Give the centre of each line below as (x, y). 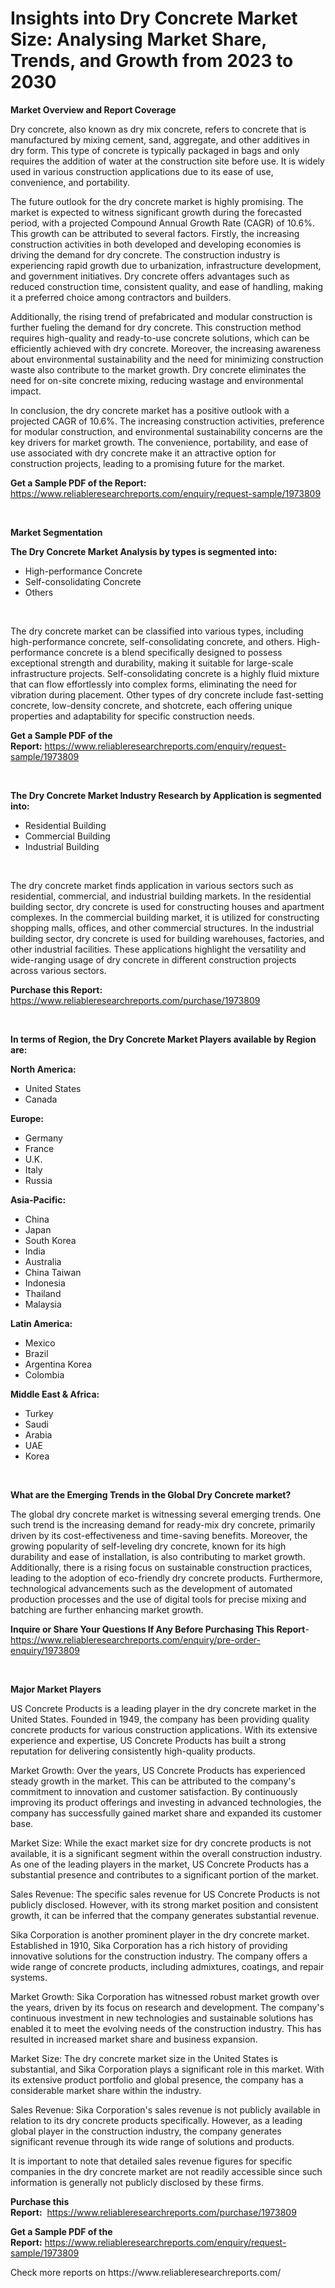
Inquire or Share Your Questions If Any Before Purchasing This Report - (160, 1629)
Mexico (40, 1343)
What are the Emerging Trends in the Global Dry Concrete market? (151, 1494)
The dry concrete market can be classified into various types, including (157, 631)
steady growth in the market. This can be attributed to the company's (153, 1781)
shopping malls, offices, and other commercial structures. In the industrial (162, 928)
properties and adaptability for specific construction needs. (132, 716)
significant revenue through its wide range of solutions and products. (152, 2141)
